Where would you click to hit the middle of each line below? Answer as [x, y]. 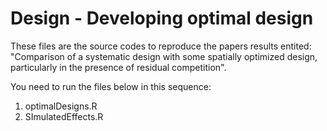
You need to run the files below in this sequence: [111, 86]
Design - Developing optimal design [162, 18]
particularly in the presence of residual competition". [118, 67]
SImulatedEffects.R [64, 116]
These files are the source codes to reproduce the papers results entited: [161, 46]
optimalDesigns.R [61, 106]
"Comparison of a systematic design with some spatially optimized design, [164, 56]
